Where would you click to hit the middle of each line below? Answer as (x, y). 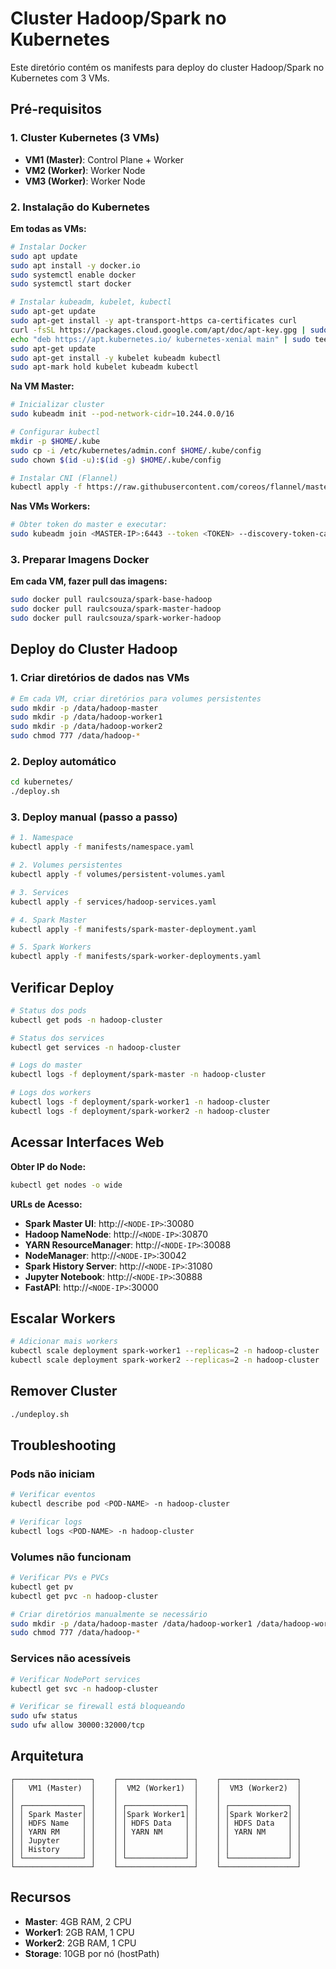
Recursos (41, 1897)
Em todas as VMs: (48, 228)
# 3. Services (40, 892)
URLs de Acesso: (46, 1204)
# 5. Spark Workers (51, 947)
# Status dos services (57, 1038)
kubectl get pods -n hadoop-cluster (86, 1020)
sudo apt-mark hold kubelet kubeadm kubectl (104, 367)
